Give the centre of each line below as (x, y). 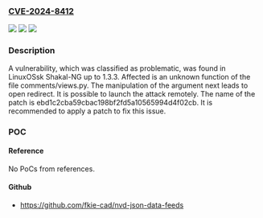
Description (32, 51)
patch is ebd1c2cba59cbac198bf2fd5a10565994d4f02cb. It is (111, 102)
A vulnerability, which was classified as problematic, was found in (117, 68)
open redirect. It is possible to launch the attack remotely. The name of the (132, 93)
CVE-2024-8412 (41, 11)
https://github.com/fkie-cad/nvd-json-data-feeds (102, 205)
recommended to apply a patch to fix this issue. (87, 111)
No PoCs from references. (51, 169)
